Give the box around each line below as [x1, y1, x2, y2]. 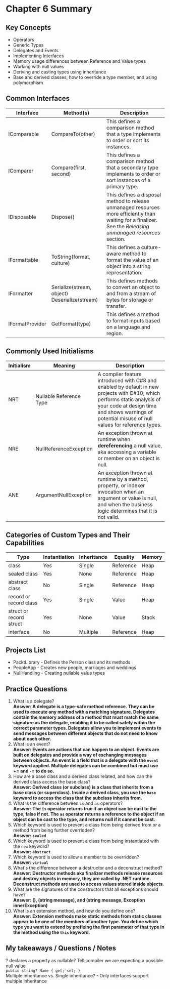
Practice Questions [6, 684, 68, 693]
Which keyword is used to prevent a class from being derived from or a [13, 822, 161, 828]
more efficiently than [106, 210, 156, 217]
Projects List [6, 646, 46, 654]
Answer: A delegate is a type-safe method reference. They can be [13, 704, 155, 710]
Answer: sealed [13, 833, 46, 839]
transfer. [106, 302, 127, 309]
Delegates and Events [13, 48, 59, 53]
